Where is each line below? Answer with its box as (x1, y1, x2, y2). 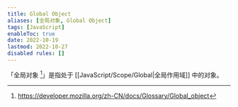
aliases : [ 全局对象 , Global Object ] (7, 17, 111, 24)
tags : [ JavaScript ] (7, 23, 65, 30)
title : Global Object (7, 10, 72, 18)
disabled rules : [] (7, 50, 65, 57)
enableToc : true (7, 30, 55, 38)
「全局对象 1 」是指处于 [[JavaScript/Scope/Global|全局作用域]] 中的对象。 (7, 69, 223, 79)
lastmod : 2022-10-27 (7, 43, 69, 50)
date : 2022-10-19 (7, 37, 59, 44)
